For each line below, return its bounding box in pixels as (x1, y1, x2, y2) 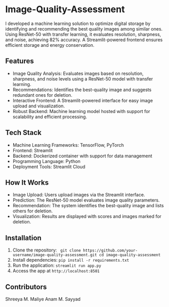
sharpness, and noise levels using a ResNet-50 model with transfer (12, 75, 153, 82)
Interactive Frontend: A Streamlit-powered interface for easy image (12, 97, 153, 103)
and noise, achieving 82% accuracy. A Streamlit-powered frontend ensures (5, 37, 163, 43)
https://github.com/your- (83, 248, 138, 253)
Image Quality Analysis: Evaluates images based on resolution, (12, 70, 144, 76)
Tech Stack (5, 128, 42, 137)
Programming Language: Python (12, 158, 81, 164)
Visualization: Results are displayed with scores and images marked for (12, 213, 161, 219)
